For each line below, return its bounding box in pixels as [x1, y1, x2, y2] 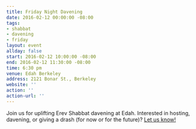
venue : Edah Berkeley [6, 71, 61, 77]
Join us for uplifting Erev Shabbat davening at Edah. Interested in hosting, [6, 109, 190, 116]
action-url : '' [6, 93, 45, 99]
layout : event [6, 43, 42, 49]
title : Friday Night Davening [6, 8, 83, 15]
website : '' [6, 82, 36, 88]
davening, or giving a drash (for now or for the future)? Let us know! [6, 116, 176, 123]
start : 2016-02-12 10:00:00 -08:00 [6, 54, 96, 60]
